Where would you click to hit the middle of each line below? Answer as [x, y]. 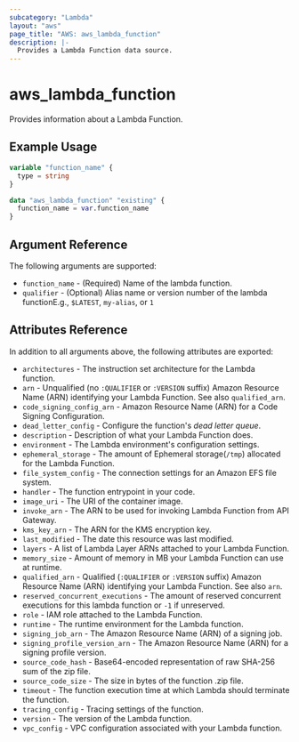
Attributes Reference [69, 330]
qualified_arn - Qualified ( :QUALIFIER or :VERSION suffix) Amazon [142, 577]
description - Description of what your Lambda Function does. [137, 435]
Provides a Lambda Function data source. [95, 51]
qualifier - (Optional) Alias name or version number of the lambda [145, 292]
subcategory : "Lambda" [51, 17]
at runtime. [42, 567]
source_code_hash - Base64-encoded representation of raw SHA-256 [149, 661]
